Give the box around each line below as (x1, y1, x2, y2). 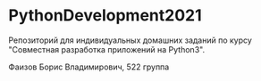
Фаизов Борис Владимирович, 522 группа (8, 61, 170, 72)
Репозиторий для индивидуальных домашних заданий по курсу (8, 35, 252, 45)
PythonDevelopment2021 (8, 5, 202, 26)
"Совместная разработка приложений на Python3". (8, 44, 206, 54)
